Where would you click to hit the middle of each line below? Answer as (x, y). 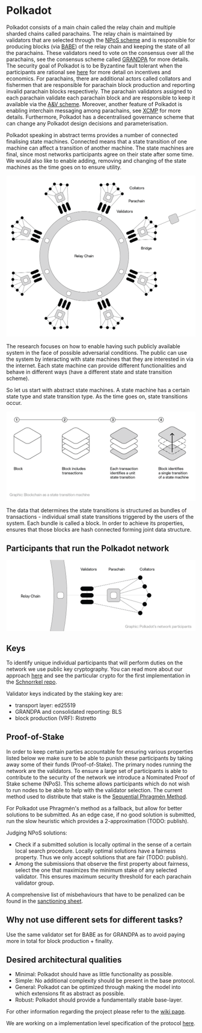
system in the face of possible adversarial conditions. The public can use (97, 352)
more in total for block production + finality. (60, 941)
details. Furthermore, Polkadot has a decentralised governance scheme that (100, 117)
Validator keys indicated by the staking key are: (65, 694)
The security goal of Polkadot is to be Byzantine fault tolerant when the (94, 65)
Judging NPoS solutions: (37, 833)
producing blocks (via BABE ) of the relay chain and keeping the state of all (98, 46)
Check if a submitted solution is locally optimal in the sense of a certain (103, 844)
